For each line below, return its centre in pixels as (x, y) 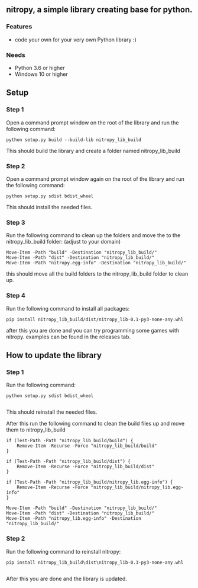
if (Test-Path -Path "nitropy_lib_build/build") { (70, 441)
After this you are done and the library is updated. (66, 579)
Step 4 (16, 296)
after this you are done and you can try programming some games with (92, 330)
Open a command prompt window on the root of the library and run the (92, 122)
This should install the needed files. (49, 207)
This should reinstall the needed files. (52, 412)
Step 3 (16, 222)
